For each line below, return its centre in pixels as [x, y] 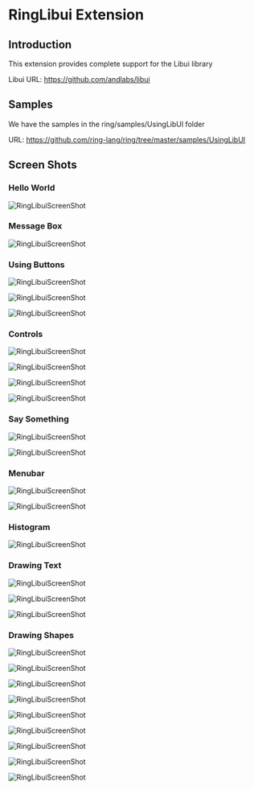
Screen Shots [43, 165]
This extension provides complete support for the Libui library [111, 64]
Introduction [40, 45]
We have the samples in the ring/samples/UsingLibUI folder [107, 124]
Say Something [39, 419]
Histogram [29, 527]
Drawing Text [35, 566]
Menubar [27, 473]
